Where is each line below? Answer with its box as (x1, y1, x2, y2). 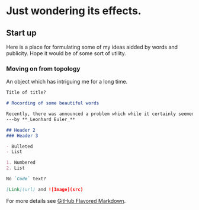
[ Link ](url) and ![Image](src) (6, 186, 84, 192)
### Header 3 (6, 132, 38, 139)
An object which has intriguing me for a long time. (6, 78, 128, 85)
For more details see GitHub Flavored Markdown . (6, 197, 126, 204)
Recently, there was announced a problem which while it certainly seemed (6, 111, 195, 117)
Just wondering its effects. (6, 4, 142, 18)
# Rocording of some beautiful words (6, 100, 99, 106)
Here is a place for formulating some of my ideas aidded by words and (6, 43, 178, 50)
